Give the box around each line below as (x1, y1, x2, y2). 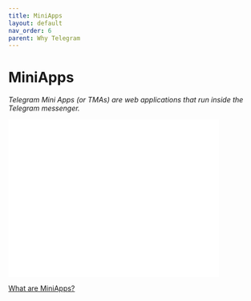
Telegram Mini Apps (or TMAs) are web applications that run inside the (8, 95, 244, 105)
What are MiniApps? (8, 283, 75, 293)
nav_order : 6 (8, 26, 52, 34)
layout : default (8, 19, 63, 27)
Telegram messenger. (8, 103, 80, 113)
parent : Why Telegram (8, 34, 81, 42)
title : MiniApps (8, 11, 63, 20)
